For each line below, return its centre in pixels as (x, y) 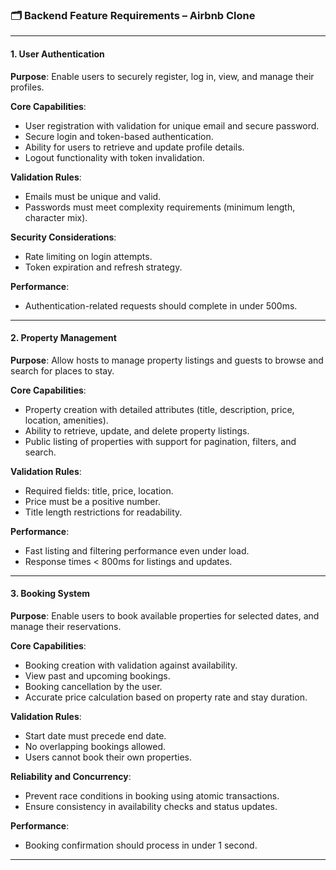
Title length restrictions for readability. (103, 512)
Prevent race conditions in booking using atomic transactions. (152, 795)
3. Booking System (50, 594)
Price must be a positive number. (92, 501)
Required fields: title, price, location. (99, 490)
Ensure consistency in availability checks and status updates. (151, 806)
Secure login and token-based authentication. (119, 136)
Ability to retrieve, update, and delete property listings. (137, 430)
